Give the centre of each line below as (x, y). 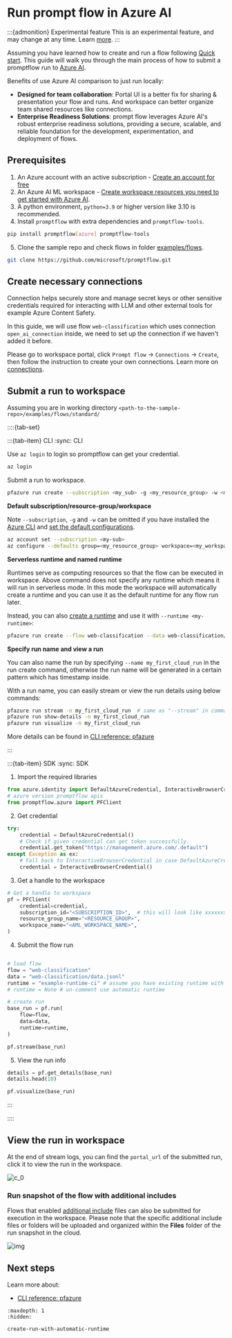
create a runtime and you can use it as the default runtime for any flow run (113, 595)
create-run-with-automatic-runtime (58, 1329)
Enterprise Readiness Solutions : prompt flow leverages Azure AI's (113, 116)
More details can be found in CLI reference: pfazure (81, 737)
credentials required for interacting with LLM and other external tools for (110, 306)
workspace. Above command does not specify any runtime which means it (113, 580)
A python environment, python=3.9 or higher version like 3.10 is (106, 207)
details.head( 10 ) (32, 1079)
